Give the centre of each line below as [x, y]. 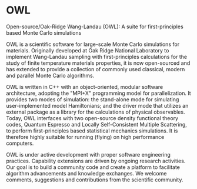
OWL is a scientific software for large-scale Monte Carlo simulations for [93, 44]
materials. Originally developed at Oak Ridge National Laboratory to [88, 50]
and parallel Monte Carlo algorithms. [50, 75]
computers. [20, 143]
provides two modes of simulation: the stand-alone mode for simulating [93, 99]
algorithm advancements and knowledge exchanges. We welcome [86, 173]
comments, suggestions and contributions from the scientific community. [95, 180]
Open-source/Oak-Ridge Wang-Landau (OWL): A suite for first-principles [95, 26]
